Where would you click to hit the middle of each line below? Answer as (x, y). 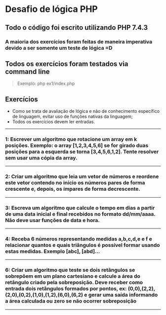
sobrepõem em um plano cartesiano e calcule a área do (73, 276)
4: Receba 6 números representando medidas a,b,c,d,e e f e (79, 238)
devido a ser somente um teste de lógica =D (59, 48)
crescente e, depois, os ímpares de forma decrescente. (73, 189)
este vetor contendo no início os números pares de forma (75, 183)
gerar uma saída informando (123, 295)
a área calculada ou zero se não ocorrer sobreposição (71, 301)
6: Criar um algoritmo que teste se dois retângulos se (70, 270)
